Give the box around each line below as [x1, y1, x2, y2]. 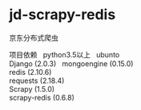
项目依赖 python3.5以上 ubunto [9, 49, 120, 59]
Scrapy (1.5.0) [9, 84, 55, 93]
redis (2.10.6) [9, 67, 52, 77]
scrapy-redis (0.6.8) [9, 92, 75, 102]
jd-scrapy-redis [9, 6, 116, 24]
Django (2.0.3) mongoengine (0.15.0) [9, 58, 134, 69]
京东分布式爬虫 [9, 33, 58, 42]
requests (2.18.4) [9, 76, 65, 85]
